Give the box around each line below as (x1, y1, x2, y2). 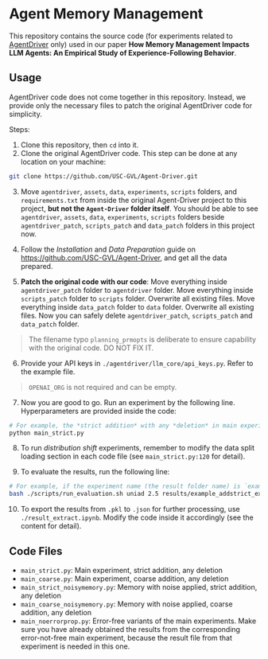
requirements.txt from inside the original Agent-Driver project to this (20, 195, 247, 205)
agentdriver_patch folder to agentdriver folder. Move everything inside (20, 285, 254, 294)
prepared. (20, 261, 53, 271)
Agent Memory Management (9, 5, 204, 23)
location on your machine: (20, 157, 107, 166)
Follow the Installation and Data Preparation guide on (20, 244, 196, 254)
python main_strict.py (9, 429, 84, 437)
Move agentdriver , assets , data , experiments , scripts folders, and (20, 186, 237, 196)
